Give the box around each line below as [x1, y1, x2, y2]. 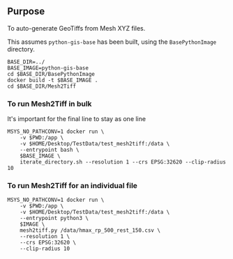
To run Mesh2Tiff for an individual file [7, 181, 138, 191]
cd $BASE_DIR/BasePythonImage [7, 70, 96, 77]
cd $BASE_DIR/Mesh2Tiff [7, 83, 77, 90]
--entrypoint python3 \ [20, 215, 89, 222]
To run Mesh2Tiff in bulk [7, 99, 92, 109]
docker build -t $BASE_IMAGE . [7, 77, 98, 84]
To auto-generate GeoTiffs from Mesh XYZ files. [7, 24, 146, 32]
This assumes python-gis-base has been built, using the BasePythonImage [7, 38, 217, 46]
